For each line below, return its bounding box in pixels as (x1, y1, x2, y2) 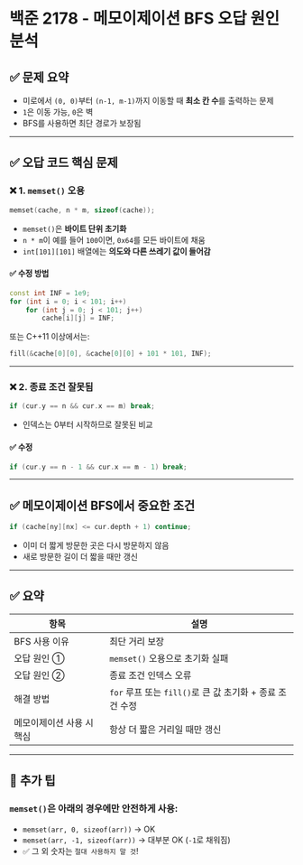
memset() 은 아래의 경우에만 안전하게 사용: (9, 803, 179, 815)
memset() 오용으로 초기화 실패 (109, 652, 229, 665)
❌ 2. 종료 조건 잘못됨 (9, 381, 94, 394)
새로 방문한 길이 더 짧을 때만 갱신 (22, 552, 138, 563)
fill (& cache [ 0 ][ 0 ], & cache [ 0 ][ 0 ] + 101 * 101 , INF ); (9, 349, 212, 358)
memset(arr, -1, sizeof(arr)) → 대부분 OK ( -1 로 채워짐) (22, 834, 232, 845)
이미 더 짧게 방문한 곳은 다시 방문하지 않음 (22, 540, 170, 551)
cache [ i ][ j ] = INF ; (41, 313, 115, 323)
